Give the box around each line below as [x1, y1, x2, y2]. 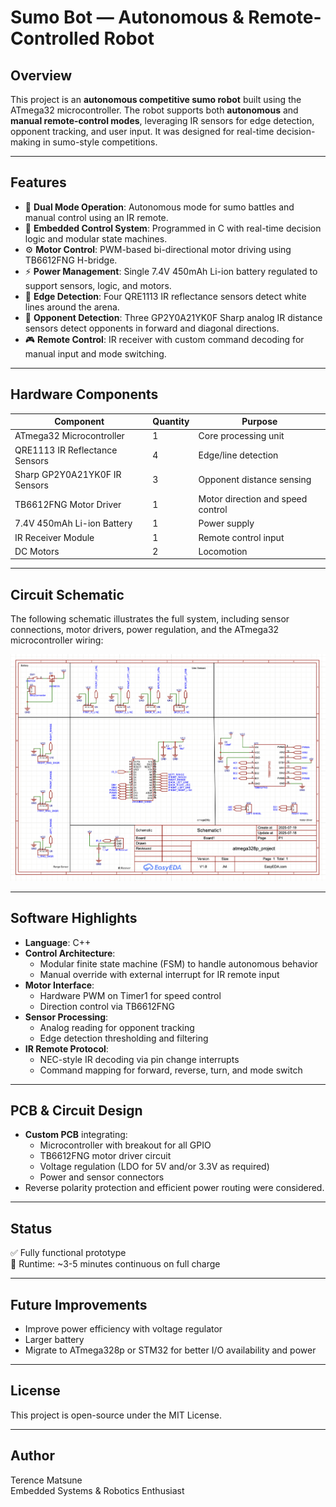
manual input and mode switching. [24, 347, 167, 360]
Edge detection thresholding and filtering [39, 1032, 209, 1044]
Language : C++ [24, 936, 92, 948]
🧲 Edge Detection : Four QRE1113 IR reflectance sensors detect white [24, 290, 307, 302]
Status [10, 1220, 53, 1237]
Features [10, 174, 67, 191]
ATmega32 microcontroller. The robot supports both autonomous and [10, 104, 299, 116]
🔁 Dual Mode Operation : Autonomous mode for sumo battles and [24, 201, 295, 213]
